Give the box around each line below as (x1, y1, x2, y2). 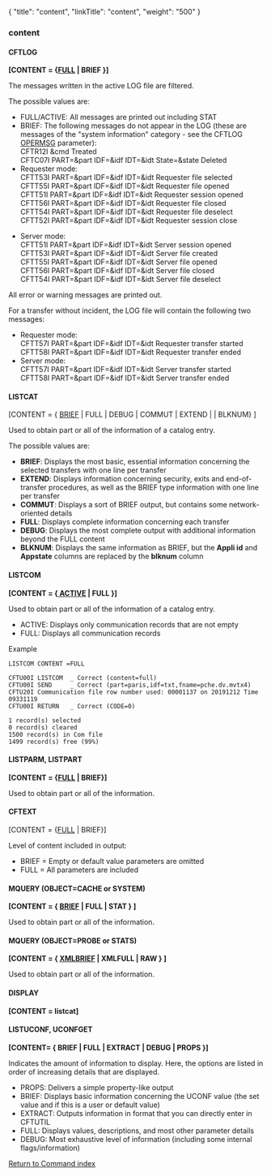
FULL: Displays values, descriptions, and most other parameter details (19, 1126, 255, 1135)
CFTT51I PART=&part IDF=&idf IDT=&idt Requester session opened (19, 190, 244, 199)
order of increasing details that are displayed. (8, 1067, 160, 1076)
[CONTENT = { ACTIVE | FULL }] (8, 588, 117, 598)
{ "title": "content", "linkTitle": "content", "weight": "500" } (8, 7, 201, 16)
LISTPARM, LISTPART (8, 755, 83, 764)
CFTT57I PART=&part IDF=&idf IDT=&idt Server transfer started (19, 365, 232, 374)
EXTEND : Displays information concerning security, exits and (19, 474, 225, 484)
